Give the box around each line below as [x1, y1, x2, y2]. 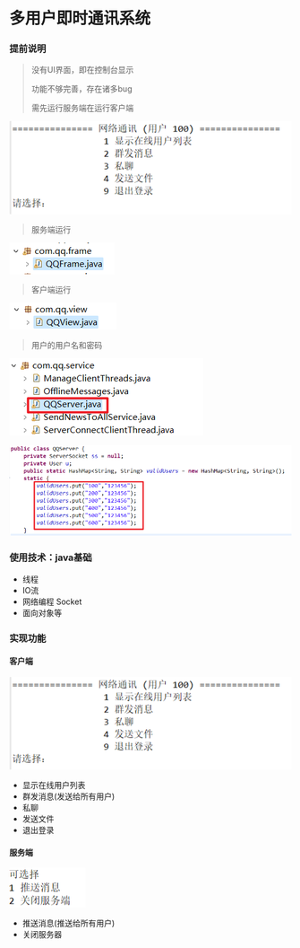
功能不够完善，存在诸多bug [30, 83, 133, 94]
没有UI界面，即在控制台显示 [30, 65, 134, 75]
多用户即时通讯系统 [9, 8, 151, 29]
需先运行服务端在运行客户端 [30, 102, 134, 113]
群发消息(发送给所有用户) [21, 791, 116, 802]
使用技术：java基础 [9, 551, 92, 564]
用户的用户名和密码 [30, 339, 103, 350]
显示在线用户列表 [21, 780, 86, 791]
